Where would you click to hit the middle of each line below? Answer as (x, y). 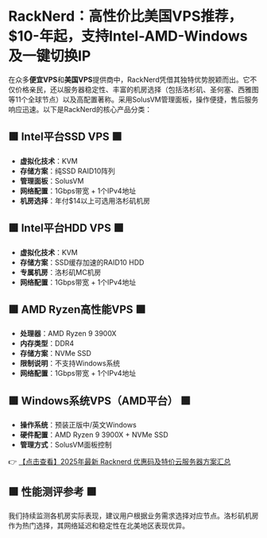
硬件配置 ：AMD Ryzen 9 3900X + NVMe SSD (94, 435)
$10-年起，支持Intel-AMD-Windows (128, 36)
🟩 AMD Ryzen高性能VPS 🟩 (77, 310)
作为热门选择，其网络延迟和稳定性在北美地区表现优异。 (99, 526)
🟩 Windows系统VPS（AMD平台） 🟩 (100, 401)
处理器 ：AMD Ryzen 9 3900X (68, 334)
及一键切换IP (50, 56)
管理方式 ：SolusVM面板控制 (66, 445)
